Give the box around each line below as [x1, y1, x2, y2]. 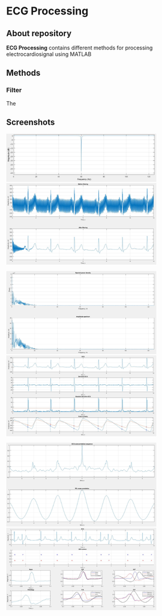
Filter [6, 86, 22, 95]
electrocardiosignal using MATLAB [6, 51, 92, 58]
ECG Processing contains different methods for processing [6, 44, 153, 51]
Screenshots [6, 117, 55, 128]
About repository [6, 28, 72, 39]
